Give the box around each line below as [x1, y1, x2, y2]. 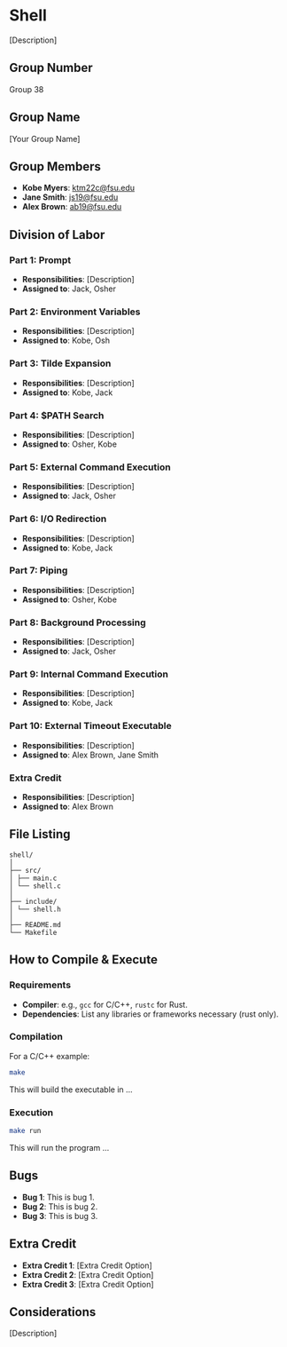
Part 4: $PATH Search [9, 409, 105, 422]
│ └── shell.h [9, 905, 62, 914]
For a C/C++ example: [9, 1050, 90, 1061]
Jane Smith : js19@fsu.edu [21, 192, 119, 202]
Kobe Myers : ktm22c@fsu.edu [21, 183, 136, 194]
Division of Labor [9, 227, 105, 242]
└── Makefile [9, 928, 58, 937]
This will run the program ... [9, 1142, 110, 1153]
